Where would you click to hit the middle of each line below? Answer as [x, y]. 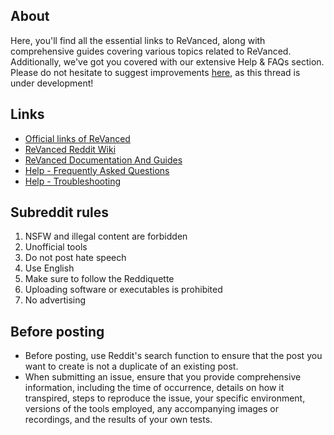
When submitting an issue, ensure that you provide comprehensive [163, 377]
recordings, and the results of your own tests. [118, 420]
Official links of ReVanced [77, 138]
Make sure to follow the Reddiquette [99, 279]
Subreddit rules [60, 212]
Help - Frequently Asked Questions [97, 170]
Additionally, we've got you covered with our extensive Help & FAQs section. [167, 61]
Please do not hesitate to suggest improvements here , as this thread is [155, 72]
